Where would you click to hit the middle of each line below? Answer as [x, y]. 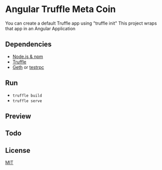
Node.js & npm [28, 56]
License [18, 150]
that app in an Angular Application [40, 28]
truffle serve [27, 101]
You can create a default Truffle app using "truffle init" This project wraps [81, 23]
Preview [18, 116]
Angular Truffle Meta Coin [61, 9]
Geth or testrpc [28, 67]
